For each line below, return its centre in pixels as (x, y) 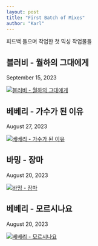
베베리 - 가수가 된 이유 (45, 111)
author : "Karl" (25, 23)
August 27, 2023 (27, 126)
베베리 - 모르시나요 (39, 209)
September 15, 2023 (31, 78)
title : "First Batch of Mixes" (46, 18)
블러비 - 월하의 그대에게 (47, 63)
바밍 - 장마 (25, 160)
